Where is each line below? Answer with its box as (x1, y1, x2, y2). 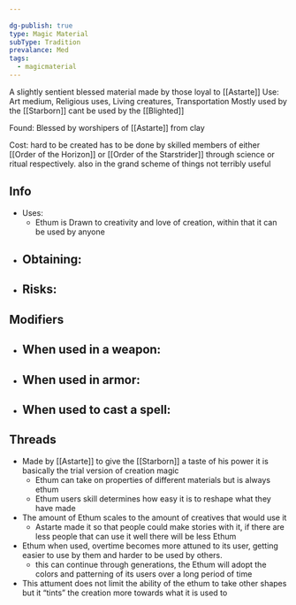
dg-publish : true (9, 21, 73, 30)
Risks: (21, 282, 57, 297)
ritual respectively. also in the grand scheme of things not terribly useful (9, 158, 271, 169)
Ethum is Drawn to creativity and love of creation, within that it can (34, 217, 277, 227)
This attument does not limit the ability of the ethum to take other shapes (21, 578, 287, 588)
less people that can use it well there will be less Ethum (34, 531, 237, 541)
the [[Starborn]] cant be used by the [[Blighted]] (9, 105, 185, 116)
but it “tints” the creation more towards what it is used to (21, 587, 228, 598)
